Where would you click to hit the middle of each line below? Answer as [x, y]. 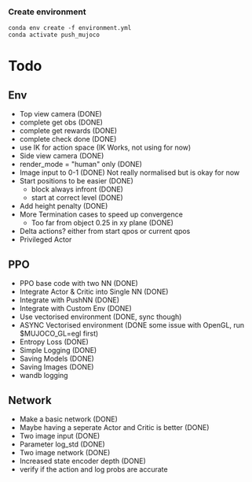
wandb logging [44, 376]
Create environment [47, 12]
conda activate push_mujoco [54, 35]
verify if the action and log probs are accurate [93, 469]
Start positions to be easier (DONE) [76, 181]
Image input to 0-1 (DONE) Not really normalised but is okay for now [130, 172]
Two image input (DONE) [60, 436]
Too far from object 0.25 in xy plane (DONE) [102, 223]
